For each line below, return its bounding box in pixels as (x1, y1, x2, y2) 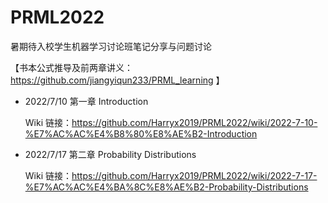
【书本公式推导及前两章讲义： (10, 61, 133, 73)
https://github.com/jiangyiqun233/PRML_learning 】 (10, 74, 225, 86)
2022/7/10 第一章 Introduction (24, 95, 149, 107)
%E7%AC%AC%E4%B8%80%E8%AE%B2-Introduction (24, 127, 258, 140)
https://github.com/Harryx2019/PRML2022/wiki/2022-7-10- (71, 116, 318, 128)
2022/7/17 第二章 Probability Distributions (24, 148, 197, 160)
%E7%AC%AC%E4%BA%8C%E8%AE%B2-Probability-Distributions (24, 181, 309, 193)
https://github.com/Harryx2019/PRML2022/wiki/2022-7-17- (71, 169, 318, 181)
